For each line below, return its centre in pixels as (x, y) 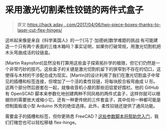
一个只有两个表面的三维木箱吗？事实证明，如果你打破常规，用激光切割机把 (85, 46)
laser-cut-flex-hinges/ (40, 30)
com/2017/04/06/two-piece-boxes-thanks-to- (114, 25)
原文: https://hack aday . (41, 25)
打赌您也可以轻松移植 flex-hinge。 (44, 122)
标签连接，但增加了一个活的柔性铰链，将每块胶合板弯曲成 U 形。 (92, 81)
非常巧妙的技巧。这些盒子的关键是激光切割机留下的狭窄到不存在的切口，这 (85, 69)
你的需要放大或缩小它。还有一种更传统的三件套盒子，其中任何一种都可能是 (85, 100)
